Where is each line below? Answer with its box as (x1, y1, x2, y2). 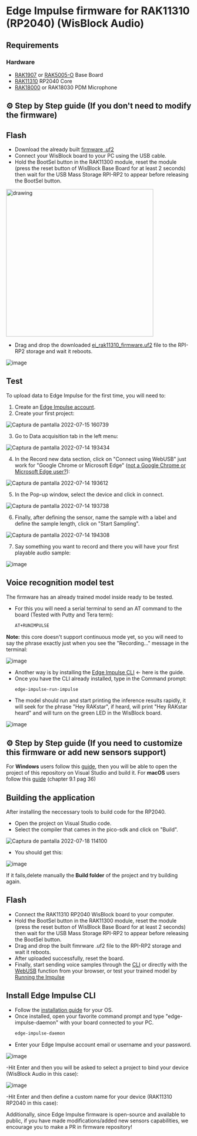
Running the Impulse (14, 973, 65, 981)
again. (6, 878, 22, 885)
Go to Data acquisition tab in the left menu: (14, 432, 119, 439)
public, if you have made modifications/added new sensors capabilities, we (6, 1117, 189, 1124)
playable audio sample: (14, 549, 71, 556)
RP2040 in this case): (6, 1099, 58, 1106)
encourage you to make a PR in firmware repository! (6, 1123, 132, 1130)
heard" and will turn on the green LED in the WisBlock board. (14, 710, 162, 717)
